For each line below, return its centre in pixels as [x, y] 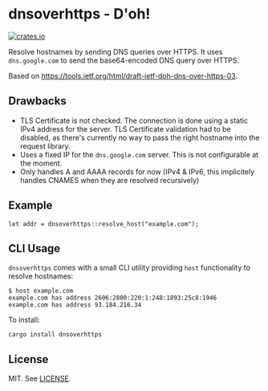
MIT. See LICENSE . [40, 379]
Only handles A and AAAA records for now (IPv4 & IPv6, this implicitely [137, 171]
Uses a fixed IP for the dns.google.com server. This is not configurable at [139, 154]
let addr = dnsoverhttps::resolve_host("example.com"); [104, 224]
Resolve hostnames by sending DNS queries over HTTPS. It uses [116, 51]
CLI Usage [35, 248]
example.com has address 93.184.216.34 [75, 305]
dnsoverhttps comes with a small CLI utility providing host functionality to [130, 268]
